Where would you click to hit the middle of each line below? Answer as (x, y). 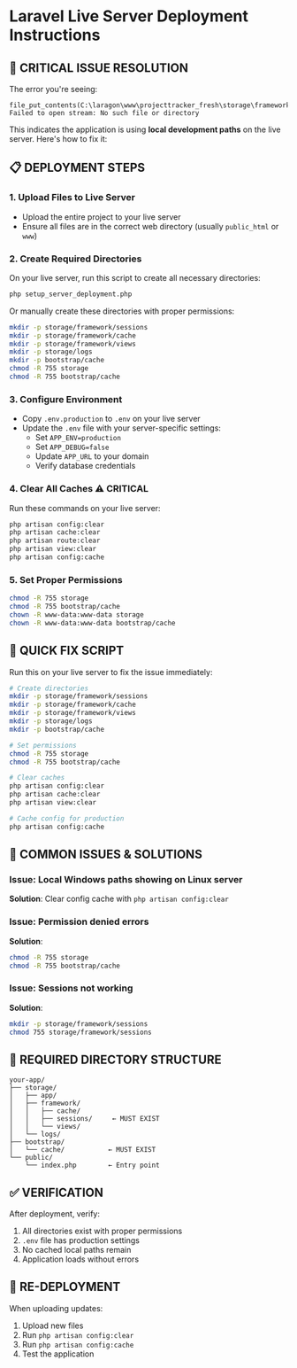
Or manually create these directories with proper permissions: (122, 311)
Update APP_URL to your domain (92, 456)
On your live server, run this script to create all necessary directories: (135, 277)
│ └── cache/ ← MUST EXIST (83, 1150)
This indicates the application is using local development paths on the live (145, 129)
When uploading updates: (56, 1308)
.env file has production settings (80, 1240)
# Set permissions (43, 745)
